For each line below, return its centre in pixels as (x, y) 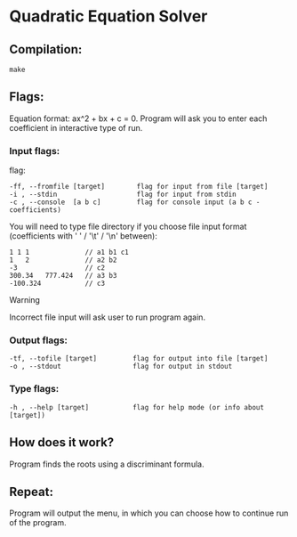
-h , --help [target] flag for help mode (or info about (137, 407)
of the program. (38, 523)
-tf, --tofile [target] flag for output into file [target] (139, 359)
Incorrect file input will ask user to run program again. (108, 317)
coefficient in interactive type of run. (76, 127)
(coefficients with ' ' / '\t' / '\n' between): (83, 236)
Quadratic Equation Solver (108, 16)
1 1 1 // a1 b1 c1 (69, 252)
